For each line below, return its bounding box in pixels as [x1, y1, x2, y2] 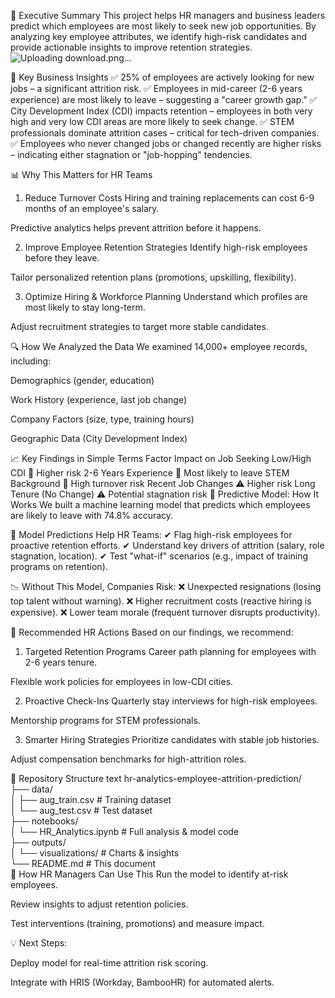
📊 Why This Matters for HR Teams [10, 169, 153, 180]
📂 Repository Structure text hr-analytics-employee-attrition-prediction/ [10, 773, 302, 784]
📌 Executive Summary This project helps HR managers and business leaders [10, 10, 326, 21]
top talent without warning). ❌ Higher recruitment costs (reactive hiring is [10, 595, 312, 607]
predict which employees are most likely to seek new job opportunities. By [10, 20, 317, 32]
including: [10, 355, 52, 367]
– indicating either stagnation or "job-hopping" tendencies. [10, 149, 253, 160]
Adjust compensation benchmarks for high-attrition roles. [10, 753, 247, 765]
